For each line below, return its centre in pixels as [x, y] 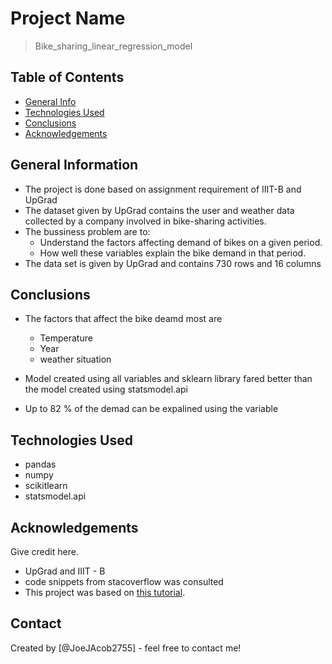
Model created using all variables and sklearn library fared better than [168, 379]
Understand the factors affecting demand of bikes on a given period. [181, 242]
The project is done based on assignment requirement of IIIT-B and [163, 189]
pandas [40, 464]
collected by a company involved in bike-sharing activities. [145, 221]
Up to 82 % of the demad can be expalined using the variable [151, 409]
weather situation [75, 359]
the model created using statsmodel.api [106, 389]
